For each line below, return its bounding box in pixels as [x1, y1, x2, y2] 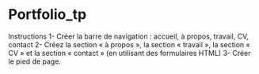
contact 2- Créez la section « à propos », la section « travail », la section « [8, 39, 251, 49]
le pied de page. [8, 57, 62, 66]
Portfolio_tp [8, 6, 87, 24]
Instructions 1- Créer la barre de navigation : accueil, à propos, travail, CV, [8, 31, 249, 41]
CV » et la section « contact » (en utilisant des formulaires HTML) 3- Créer [8, 48, 251, 57]
